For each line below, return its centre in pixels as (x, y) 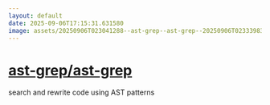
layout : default (35, 16)
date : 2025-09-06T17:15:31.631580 (66, 23)
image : (19, 30)
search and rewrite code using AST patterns (82, 92)
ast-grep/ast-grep (70, 70)
